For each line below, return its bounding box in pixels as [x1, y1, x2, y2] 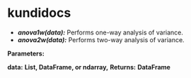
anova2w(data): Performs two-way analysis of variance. [17, 35, 185, 44]
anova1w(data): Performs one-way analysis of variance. [17, 28, 184, 37]
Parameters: [7, 49, 45, 58]
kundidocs [7, 5, 71, 21]
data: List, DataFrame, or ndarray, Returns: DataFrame [7, 63, 171, 71]
